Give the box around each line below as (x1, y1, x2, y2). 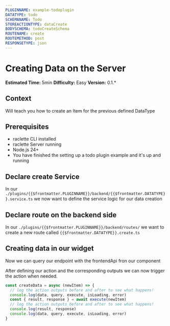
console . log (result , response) (10, 307, 77, 312)
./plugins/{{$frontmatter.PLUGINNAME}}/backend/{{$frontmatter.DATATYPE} (5, 192, 166, 197)
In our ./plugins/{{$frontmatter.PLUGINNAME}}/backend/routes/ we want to (5, 224, 164, 230)
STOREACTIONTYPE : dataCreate (5, 21, 67, 27)
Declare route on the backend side (5, 210, 117, 219)
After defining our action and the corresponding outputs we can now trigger (5, 267, 165, 274)
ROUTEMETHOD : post (5, 36, 44, 41)
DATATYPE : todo (5, 12, 38, 17)
